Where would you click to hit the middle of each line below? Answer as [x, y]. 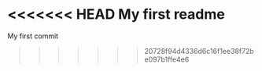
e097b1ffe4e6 [167, 59]
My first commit [33, 36]
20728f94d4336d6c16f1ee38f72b [199, 51]
